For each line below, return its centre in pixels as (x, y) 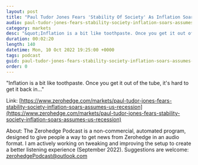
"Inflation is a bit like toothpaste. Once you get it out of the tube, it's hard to (98, 83)
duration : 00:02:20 (30, 39)
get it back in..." (25, 90)
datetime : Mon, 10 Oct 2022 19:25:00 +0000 (60, 50)
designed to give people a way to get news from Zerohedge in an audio (93, 137)
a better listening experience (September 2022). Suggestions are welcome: (98, 150)
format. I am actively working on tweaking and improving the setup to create (99, 143)
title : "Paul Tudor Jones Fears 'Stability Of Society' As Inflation (93, 17)
